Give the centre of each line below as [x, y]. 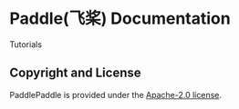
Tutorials [26, 44]
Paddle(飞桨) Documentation [120, 19]
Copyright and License [75, 73]
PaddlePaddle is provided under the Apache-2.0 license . [115, 94]
